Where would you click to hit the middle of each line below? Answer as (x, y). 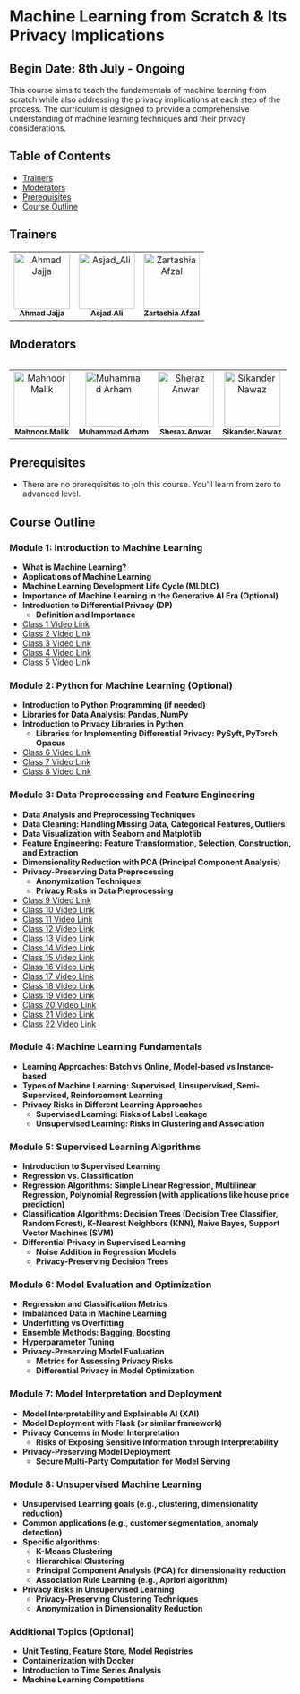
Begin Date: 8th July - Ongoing (97, 69)
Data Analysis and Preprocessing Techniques (109, 814)
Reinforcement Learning (116, 1095)
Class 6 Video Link (56, 752)
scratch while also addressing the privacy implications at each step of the (145, 99)
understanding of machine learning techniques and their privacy (128, 119)
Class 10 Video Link (58, 909)
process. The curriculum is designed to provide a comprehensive (129, 109)
